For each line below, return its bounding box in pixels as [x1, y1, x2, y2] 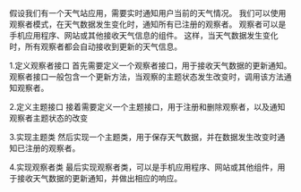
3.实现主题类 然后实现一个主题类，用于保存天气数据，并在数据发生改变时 [9, 132, 278, 142]
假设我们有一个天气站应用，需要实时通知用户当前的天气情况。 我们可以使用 [9, 8, 287, 18]
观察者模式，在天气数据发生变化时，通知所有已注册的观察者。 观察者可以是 [9, 19, 287, 29]
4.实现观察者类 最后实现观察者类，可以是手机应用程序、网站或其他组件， [9, 162, 278, 172]
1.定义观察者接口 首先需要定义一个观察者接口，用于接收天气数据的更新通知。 [9, 61, 292, 71]
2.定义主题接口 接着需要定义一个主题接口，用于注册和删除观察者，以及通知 [9, 102, 286, 112]
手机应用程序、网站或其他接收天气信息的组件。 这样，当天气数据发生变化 [9, 30, 279, 40]
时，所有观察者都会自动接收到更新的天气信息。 [9, 41, 182, 52]
